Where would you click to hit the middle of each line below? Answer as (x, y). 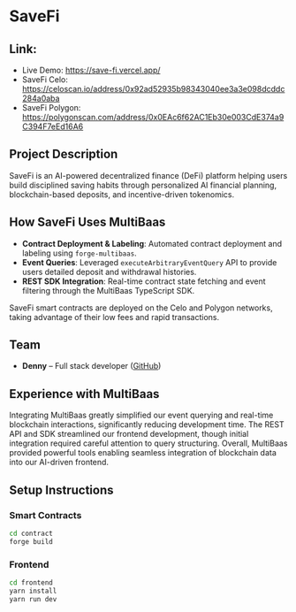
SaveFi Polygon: (51, 107)
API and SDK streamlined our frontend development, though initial (129, 434)
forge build (31, 541)
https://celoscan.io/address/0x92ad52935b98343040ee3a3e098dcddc (153, 89)
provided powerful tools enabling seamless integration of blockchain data (143, 453)
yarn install (33, 591)
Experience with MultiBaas (84, 394)
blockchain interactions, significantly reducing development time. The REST (147, 425)
